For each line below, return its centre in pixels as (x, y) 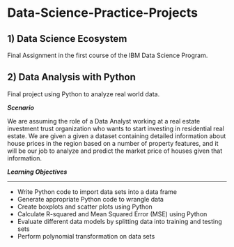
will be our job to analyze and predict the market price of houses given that (115, 151)
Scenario (21, 107)
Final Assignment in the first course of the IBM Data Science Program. (108, 55)
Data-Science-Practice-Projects (103, 13)
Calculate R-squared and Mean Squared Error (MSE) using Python (112, 214)
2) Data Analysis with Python (71, 77)
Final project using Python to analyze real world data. (84, 94)
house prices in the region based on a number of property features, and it (113, 143)
